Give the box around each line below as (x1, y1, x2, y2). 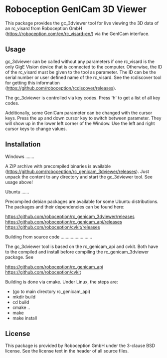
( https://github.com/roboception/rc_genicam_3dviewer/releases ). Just (5, 168, 150, 174)
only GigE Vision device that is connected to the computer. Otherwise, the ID (5, 63, 163, 69)
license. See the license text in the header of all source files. (5, 348, 129, 354)
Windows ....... (5, 153, 35, 159)
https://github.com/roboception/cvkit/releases (5, 224, 100, 230)
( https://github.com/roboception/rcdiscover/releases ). (5, 85, 116, 91)
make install (12, 315, 37, 321)
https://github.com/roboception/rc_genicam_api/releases (5, 218, 122, 224)
